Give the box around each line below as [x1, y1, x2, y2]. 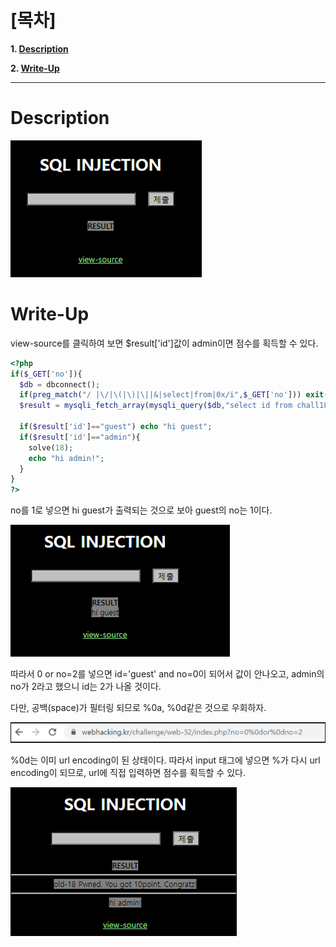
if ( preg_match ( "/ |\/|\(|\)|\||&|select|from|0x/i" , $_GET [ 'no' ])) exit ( [19, 390, 329, 400]
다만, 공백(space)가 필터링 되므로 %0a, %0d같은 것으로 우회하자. [10, 702, 267, 714]
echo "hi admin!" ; [28, 453, 105, 463]
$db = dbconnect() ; [19, 379, 101, 390]
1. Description [10, 42, 69, 55]
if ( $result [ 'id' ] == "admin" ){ [19, 432, 141, 442]
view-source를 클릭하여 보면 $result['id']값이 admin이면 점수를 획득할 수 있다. [10, 337, 319, 349]
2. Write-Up [10, 62, 60, 74]
